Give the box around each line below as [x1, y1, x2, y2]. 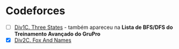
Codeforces [5, 4, 66, 18]
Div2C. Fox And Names [14, 37, 72, 44]
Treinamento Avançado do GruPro [14, 31, 101, 37]
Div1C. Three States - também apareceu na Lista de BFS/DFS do [14, 24, 174, 31]
